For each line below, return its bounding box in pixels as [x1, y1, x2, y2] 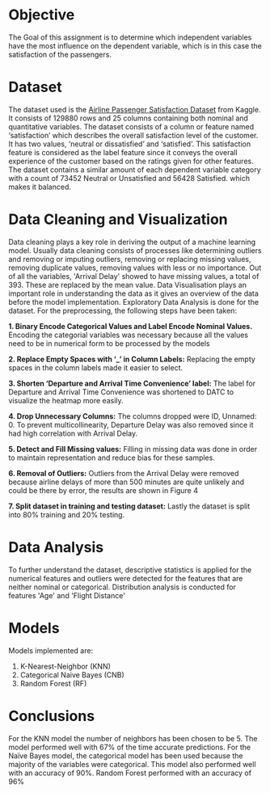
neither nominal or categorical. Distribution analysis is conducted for [8, 582, 237, 592]
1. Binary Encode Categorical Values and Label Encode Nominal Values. [8, 321, 253, 331]
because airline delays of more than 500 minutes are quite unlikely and [8, 477, 245, 487]
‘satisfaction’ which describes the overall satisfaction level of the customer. [8, 130, 259, 140]
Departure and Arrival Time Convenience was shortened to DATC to [8, 386, 234, 397]
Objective [8, 6, 75, 24]
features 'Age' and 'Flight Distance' [8, 590, 125, 600]
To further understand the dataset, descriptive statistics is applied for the [8, 564, 252, 575]
